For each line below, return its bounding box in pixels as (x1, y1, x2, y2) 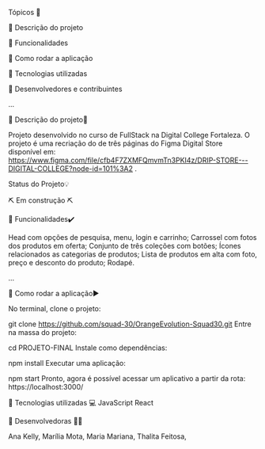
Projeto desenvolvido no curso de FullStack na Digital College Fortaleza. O (8, 131, 251, 139)
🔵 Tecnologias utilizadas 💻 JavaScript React (8, 398, 154, 407)
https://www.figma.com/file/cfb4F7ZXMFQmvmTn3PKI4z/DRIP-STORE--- (8, 155, 248, 165)
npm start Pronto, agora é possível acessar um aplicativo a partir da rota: (8, 374, 246, 383)
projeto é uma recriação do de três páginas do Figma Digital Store (8, 139, 223, 148)
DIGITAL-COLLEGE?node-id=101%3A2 (8, 164, 133, 173)
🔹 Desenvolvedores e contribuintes (8, 84, 123, 93)
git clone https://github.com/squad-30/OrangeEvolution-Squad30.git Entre (8, 319, 252, 329)
